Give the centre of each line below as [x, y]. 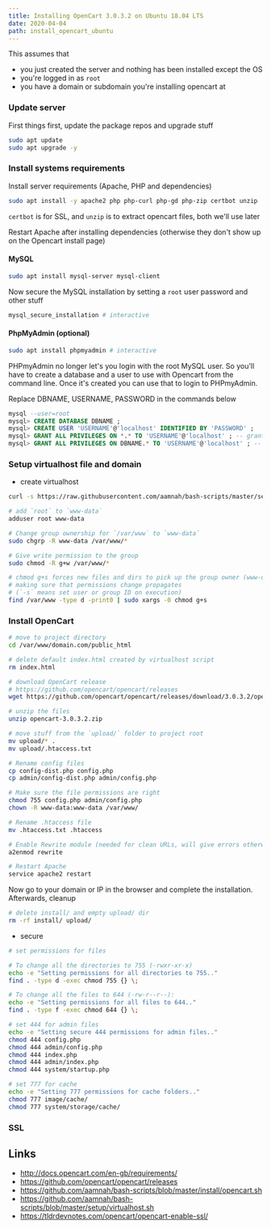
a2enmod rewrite [35, 852]
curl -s [21, 497]
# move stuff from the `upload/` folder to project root [106, 734]
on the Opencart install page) [57, 240]
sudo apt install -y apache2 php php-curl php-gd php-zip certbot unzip [133, 201]
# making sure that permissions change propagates [95, 585]
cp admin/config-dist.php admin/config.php [83, 778]
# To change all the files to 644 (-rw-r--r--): [92, 995]
